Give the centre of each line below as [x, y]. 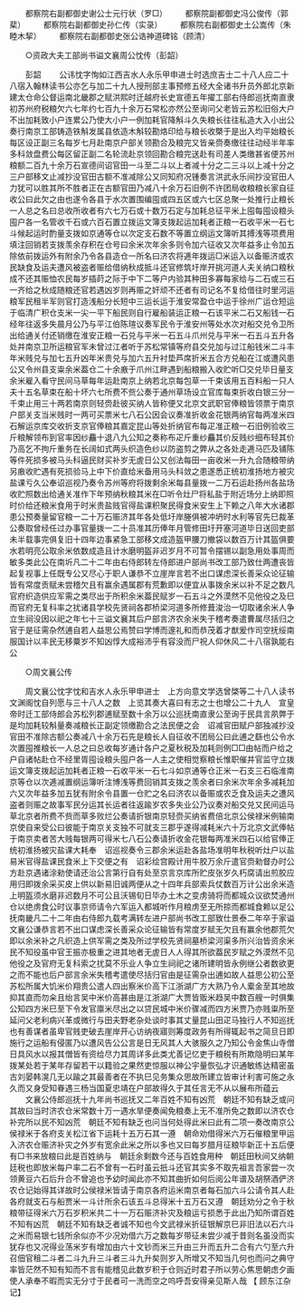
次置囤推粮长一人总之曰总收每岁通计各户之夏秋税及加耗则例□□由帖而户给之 [152, 748]
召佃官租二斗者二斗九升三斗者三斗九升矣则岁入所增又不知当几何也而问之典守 [152, 1258]
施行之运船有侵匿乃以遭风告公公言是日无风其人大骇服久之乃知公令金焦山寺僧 [152, 1043]
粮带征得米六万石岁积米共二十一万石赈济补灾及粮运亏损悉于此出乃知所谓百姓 [152, 1213]
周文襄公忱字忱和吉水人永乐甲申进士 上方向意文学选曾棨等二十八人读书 [160, 691]
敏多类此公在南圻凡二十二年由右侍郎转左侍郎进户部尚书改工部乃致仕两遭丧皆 [152, 562]
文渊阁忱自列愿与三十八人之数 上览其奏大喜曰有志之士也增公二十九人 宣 [148, 702]
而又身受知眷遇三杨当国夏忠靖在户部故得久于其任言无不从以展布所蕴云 [147, 1088]
